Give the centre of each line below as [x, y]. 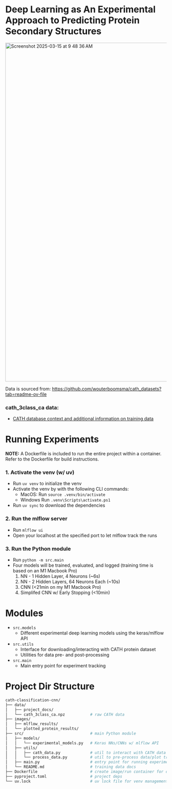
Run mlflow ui [28, 530]
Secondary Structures [53, 31]
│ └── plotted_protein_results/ [42, 729]
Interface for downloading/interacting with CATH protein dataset [88, 649]
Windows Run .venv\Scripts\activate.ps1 [66, 500]
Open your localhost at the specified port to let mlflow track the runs [85, 535]
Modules [24, 613]
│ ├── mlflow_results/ [32, 724]
